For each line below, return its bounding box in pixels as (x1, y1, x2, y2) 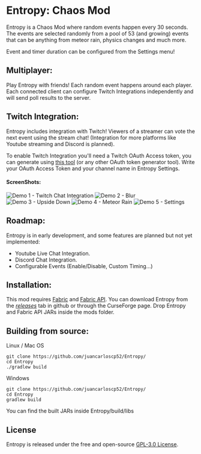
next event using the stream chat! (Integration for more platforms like (6, 133, 176, 141)
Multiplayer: (6, 66, 53, 76)
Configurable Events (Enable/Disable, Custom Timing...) (14, 262, 153, 269)
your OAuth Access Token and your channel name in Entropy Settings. (6, 165, 180, 172)
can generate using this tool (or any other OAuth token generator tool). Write (6, 158, 195, 165)
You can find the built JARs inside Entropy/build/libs (6, 407, 134, 415)
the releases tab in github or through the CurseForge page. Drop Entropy (6, 302, 186, 310)
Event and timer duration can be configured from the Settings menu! (6, 48, 175, 55)
